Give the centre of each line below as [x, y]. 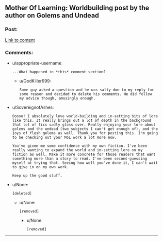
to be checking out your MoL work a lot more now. [64, 137]
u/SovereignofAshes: [33, 107]
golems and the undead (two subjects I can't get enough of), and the [85, 129]
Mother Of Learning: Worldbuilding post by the [77, 8]
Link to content [20, 40]
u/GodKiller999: [35, 81]
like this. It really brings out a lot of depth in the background [81, 120]
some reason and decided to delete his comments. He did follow [86, 94]
